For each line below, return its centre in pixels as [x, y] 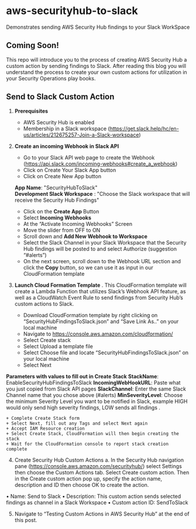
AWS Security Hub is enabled [59, 122]
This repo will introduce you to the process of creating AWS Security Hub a [97, 59]
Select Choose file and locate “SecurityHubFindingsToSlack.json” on [106, 352]
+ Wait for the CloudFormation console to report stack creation [87, 444]
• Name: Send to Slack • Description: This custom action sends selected [94, 496]
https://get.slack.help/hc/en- [145, 128]
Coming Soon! [33, 45]
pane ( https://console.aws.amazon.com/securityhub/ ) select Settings [98, 466]
